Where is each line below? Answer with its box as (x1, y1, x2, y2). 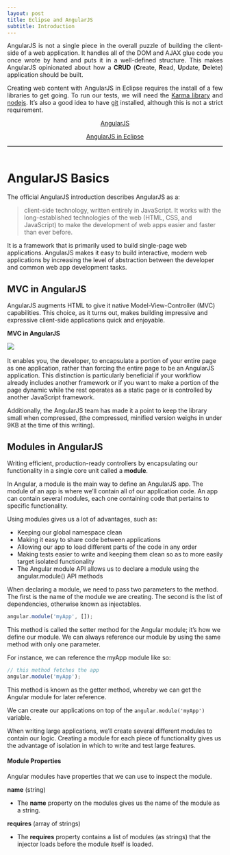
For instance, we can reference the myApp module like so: (7, 653, 171, 661)
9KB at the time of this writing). (7, 421, 95, 430)
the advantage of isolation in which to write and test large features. (7, 741, 196, 749)
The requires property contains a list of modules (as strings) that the (16, 832, 211, 841)
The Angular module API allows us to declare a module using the (16, 564, 200, 573)
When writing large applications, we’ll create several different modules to (7, 727, 213, 735)
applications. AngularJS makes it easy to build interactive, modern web (7, 248, 207, 257)
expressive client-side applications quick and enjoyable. (7, 316, 166, 325)
